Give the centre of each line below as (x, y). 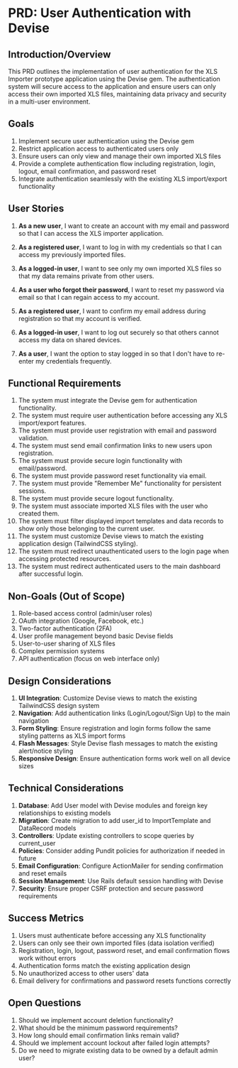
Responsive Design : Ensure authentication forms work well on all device (124, 758)
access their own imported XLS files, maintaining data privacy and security (117, 94)
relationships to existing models (64, 813)
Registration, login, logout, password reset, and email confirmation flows (124, 950)
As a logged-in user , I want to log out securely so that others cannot (118, 332)
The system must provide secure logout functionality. (96, 498)
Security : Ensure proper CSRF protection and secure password (111, 888)
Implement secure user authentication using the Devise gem (106, 141)
